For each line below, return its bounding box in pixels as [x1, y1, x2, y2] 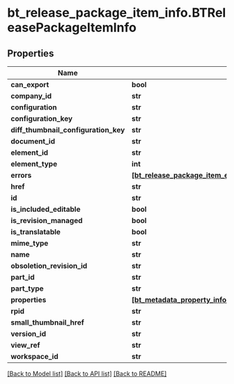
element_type [10, 159, 58, 169]
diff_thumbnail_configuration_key [10, 125, 125, 135]
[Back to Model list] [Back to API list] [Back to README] [7, 369, 167, 378]
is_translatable [10, 227, 61, 236]
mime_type [10, 238, 49, 248]
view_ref [10, 340, 40, 350]
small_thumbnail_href [10, 318, 85, 327]
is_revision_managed [10, 216, 83, 225]
